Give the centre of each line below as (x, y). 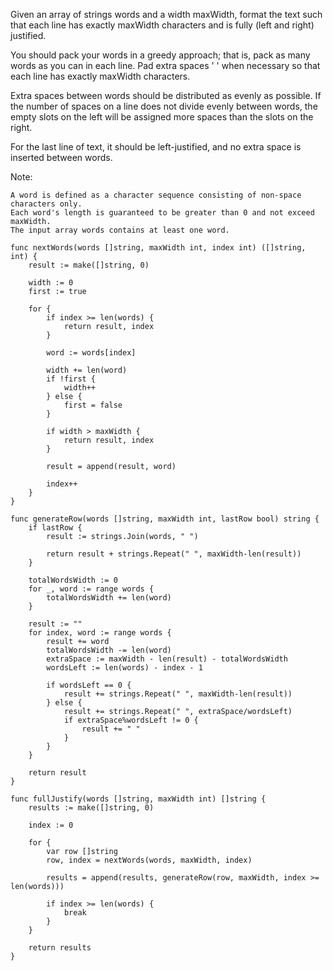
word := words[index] (91, 353)
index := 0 (51, 825)
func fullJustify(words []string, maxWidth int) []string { (138, 799)
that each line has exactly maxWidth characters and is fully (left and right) (162, 25)
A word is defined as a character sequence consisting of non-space (156, 195)
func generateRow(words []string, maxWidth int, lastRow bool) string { (165, 519)
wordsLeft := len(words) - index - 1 (124, 668)
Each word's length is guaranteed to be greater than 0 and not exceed (162, 213)
